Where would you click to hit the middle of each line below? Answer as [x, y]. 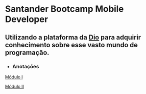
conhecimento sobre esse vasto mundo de [72, 45]
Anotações [25, 66]
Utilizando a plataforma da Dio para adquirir [73, 37]
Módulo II [15, 86]
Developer [26, 19]
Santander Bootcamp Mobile [64, 9]
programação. [27, 52]
